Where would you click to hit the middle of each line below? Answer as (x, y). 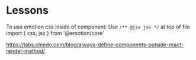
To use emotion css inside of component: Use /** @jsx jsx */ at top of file (98, 27)
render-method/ (26, 50)
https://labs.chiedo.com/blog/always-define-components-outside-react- (95, 45)
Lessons (28, 10)
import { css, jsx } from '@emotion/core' (55, 33)
